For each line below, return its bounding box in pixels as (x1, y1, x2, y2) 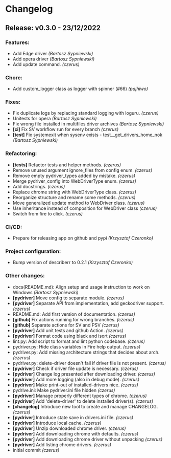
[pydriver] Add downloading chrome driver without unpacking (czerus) (12, 436, 163, 442)
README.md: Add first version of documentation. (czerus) (12, 311, 135, 317)
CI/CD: (5, 223, 22, 230)
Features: (5, 39, 30, 46)
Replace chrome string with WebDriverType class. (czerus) (12, 189, 137, 195)
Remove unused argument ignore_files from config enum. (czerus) (12, 167, 153, 173)
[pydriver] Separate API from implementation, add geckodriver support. (12, 300, 164, 306)
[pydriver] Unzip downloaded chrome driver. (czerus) (12, 425, 126, 431)
